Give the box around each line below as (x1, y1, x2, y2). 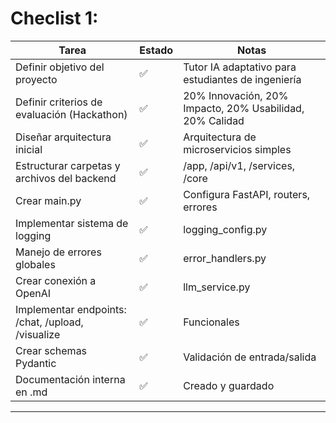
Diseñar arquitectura (15, 130, 112, 144)
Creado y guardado (183, 378, 275, 392)
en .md (15, 385, 48, 399)
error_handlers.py (183, 251, 267, 265)
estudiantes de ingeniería (183, 72, 302, 86)
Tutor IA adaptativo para (183, 60, 297, 74)
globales (15, 257, 56, 271)
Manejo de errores (15, 245, 102, 259)
